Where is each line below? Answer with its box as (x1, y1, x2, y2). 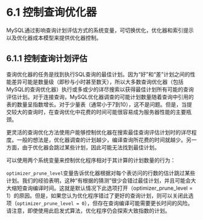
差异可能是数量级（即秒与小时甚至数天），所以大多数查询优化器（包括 (11, 78, 184, 85)
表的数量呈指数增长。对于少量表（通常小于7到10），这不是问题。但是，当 (6, 101, 187, 108)
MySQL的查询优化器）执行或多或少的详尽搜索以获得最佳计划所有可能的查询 (6, 86, 195, 93)
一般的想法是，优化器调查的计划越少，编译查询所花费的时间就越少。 (16, 136, 186, 143)
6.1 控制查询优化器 (6, 5, 97, 19)
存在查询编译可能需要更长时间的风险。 (97, 200, 193, 207)
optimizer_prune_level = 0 (17, 200, 85, 207)
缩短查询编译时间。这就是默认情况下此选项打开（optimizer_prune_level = (11, 184, 193, 192)
